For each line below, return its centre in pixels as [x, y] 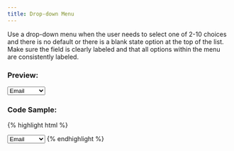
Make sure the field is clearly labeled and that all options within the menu [114, 49]
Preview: [23, 75]
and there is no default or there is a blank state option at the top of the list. [116, 41]
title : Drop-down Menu [41, 14]
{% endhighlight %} [76, 139]
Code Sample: [32, 109]
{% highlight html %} [38, 125]
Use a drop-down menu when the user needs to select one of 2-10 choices [117, 34]
